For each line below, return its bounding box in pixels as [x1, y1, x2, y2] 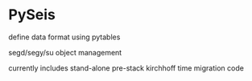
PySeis [8, 6, 56, 24]
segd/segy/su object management [8, 47, 122, 57]
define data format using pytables [8, 32, 121, 42]
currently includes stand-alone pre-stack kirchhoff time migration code [8, 63, 244, 73]
